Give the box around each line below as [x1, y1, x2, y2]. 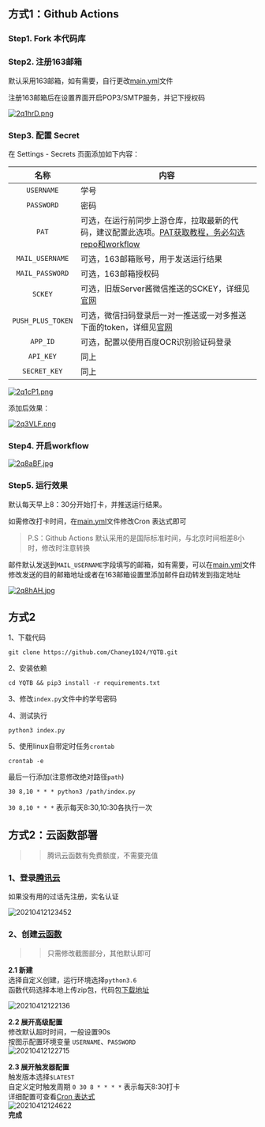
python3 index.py [8, 727, 65, 735]
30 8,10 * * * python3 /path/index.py [8, 788, 136, 796]
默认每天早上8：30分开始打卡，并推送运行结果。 [8, 499, 167, 509]
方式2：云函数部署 [8, 828, 99, 841]
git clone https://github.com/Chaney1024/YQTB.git [8, 649, 178, 656]
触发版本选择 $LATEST [8, 1072, 75, 1081]
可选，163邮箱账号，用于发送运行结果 [80, 253, 222, 264]
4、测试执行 [8, 711, 48, 720]
